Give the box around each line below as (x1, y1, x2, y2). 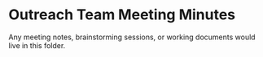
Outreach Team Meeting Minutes (8, 6, 236, 24)
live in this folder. (8, 40, 66, 50)
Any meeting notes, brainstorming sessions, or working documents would (8, 32, 256, 42)
